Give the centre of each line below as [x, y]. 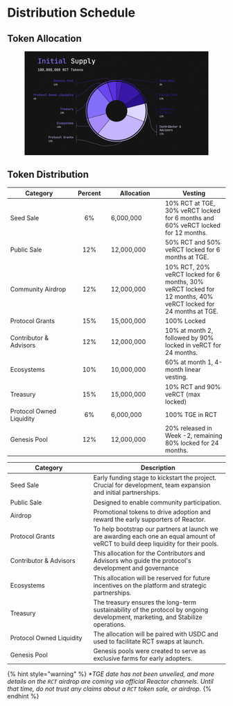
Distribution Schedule [71, 13]
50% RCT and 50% [193, 243]
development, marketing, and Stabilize [148, 617]
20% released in [189, 428]
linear [193, 370]
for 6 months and [190, 218]
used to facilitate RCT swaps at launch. [149, 641]
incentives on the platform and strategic [150, 585]
